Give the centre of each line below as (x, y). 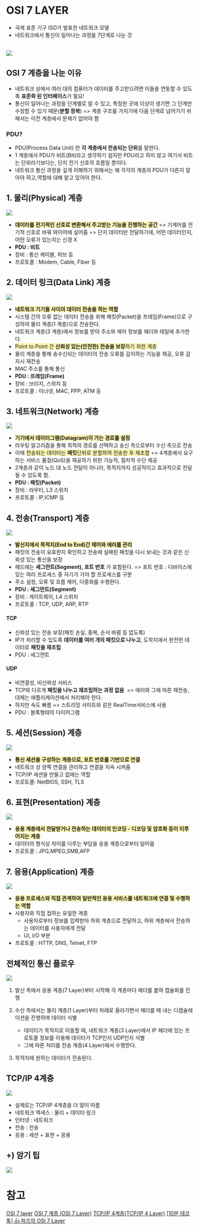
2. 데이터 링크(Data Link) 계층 (59, 282)
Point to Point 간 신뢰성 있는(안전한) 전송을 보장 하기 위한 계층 (86, 346)
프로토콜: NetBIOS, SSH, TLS (49, 782)
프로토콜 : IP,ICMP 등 (39, 497)
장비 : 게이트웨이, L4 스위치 (46, 597)
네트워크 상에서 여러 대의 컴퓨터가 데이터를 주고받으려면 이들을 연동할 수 (98, 88)
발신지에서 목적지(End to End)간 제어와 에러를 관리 (73, 544)
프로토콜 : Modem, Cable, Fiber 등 (55, 262)
